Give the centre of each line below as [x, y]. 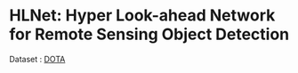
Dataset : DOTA [37, 59]
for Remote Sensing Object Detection [149, 34]
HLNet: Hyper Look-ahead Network [142, 16]
